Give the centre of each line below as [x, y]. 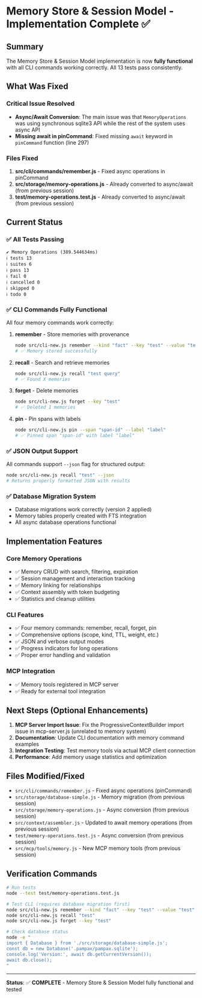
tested [14, 990]
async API [27, 130]
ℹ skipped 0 [20, 288]
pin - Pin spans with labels [48, 419]
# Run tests [21, 888]
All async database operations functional [66, 522]
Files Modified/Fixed [45, 776]
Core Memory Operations [44, 558]
